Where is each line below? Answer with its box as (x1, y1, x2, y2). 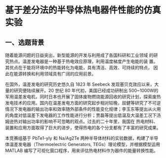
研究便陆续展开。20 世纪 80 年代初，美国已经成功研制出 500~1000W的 (13, 88, 159, 93)
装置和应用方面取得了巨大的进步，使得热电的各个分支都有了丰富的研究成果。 (5, 125, 161, 130)
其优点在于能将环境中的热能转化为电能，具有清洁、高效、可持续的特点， (5, 65, 152, 70)
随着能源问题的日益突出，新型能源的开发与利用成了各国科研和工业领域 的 (5, 53, 154, 58)
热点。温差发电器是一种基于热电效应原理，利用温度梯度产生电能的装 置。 (9, 58, 158, 64)
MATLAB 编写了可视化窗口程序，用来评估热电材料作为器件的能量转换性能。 (5, 148, 158, 154)
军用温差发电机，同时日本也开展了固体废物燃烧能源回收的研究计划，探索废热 (5, 94, 161, 100)
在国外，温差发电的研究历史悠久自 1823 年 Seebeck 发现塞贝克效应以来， (5, 81, 155, 87)
